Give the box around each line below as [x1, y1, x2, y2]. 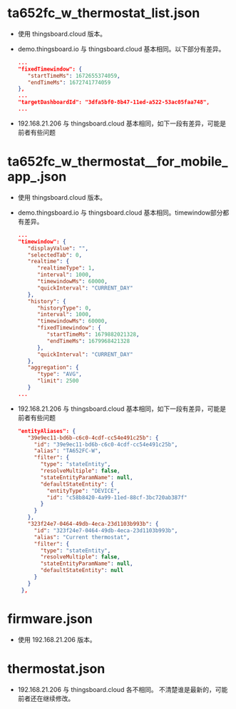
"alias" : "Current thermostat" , [34, 534, 130, 541]
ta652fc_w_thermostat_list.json [7, 5, 200, 21]
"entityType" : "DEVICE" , [46, 487, 120, 494]
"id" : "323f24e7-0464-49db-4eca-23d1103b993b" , [34, 526, 178, 534]
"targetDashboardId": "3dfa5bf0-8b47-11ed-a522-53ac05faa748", [17, 98, 210, 106]
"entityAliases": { [17, 427, 76, 434]
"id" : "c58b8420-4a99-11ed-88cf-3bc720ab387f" [46, 494, 188, 501]
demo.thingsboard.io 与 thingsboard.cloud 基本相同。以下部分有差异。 [17, 44, 225, 53]
